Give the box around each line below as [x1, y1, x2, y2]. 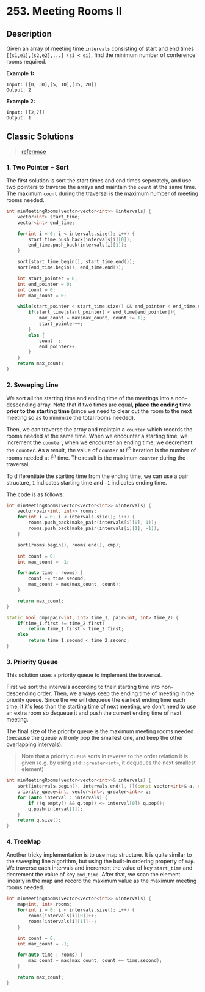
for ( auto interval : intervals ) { [17, 794, 108, 800]
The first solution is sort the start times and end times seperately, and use [6, 177, 192, 184]
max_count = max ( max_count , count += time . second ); [28, 958, 163, 964]
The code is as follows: [6, 491, 65, 498]
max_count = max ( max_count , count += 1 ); [38, 315, 146, 321]
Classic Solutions [6, 132, 74, 142]
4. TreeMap [6, 837, 41, 846]
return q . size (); [17, 817, 62, 824]
